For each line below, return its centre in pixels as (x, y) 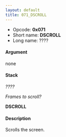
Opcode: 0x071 (29, 29)
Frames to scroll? (24, 96)
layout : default (23, 10)
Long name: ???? (30, 40)
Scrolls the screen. (25, 130)
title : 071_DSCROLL (26, 15)
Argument (16, 52)
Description (18, 118)
